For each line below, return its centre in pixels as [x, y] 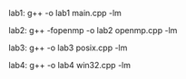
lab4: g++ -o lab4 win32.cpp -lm [69, 65]
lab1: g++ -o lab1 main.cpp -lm [65, 13]
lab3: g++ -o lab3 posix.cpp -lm [68, 48]
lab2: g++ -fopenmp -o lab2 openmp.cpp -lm [93, 30]
